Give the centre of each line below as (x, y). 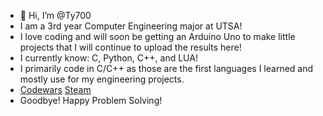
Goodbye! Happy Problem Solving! (91, 100)
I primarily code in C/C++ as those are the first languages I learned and (166, 68)
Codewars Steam (55, 89)
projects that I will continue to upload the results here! (130, 47)
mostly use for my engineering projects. (102, 79)
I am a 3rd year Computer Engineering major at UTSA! (131, 26)
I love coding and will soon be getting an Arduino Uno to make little (157, 36)
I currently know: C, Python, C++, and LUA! (108, 58)
